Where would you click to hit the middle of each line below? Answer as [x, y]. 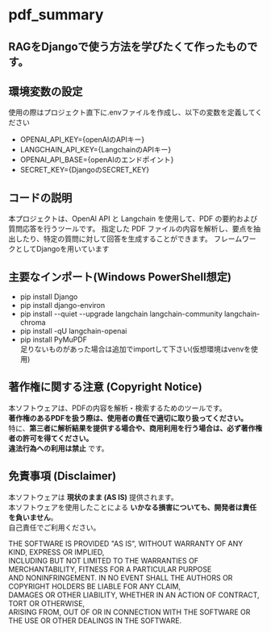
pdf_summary [56, 15]
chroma [33, 322]
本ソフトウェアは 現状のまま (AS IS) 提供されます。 [94, 497]
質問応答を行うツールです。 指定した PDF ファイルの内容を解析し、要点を [131, 229]
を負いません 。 [33, 517]
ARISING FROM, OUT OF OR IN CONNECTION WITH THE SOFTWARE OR [129, 612]
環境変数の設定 [46, 91]
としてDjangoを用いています [62, 249]
